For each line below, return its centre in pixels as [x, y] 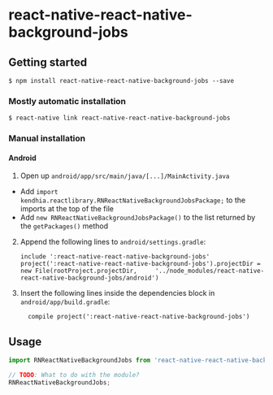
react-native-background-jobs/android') [89, 278]
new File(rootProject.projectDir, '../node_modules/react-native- [142, 271]
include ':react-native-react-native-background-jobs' [115, 257]
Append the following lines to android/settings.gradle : [113, 242]
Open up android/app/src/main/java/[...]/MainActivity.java [125, 176]
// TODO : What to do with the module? [74, 375]
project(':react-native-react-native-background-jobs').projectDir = [141, 264]
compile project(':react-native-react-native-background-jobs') [139, 317]
